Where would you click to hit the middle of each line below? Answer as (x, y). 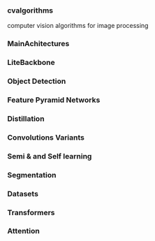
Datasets (23, 193)
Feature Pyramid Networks (54, 100)
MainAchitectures (38, 44)
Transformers (31, 212)
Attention (23, 231)
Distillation (26, 119)
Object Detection (37, 81)
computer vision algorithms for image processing (78, 26)
